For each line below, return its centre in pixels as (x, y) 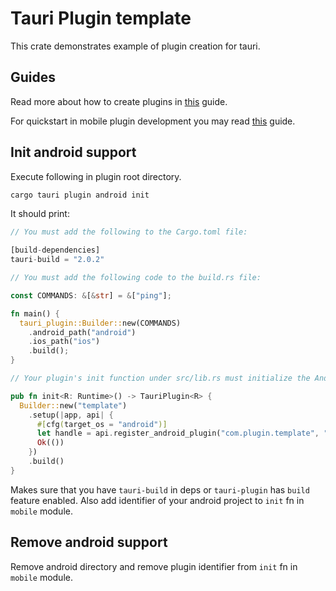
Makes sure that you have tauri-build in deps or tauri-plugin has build (160, 489)
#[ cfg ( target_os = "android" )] (102, 424)
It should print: (40, 214)
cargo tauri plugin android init (80, 195)
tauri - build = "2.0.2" (57, 260)
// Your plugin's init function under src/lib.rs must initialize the (160, 378)
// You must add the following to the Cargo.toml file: (129, 232)
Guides (33, 77)
